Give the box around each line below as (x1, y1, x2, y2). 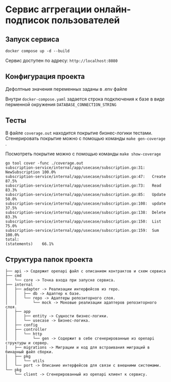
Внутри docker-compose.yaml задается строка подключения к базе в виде (5, 96, 165, 102)
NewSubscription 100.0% (5, 169, 56, 175)
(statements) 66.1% (5, 241, 54, 247)
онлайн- (94, 4, 132, 15)
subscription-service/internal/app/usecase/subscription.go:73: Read (5, 183, 161, 188)
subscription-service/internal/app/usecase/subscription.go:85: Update (5, 192, 166, 197)
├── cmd (5, 273, 22, 278)
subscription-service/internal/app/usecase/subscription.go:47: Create (5, 174, 166, 179)
